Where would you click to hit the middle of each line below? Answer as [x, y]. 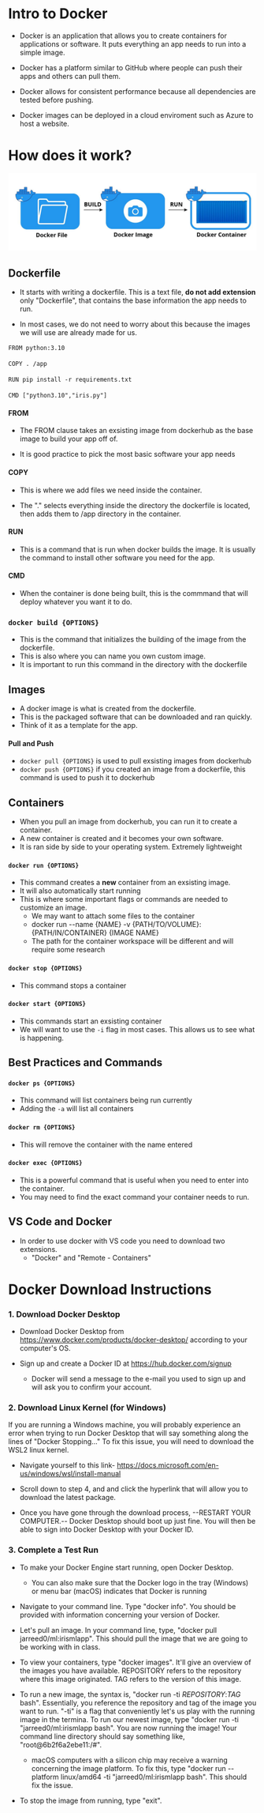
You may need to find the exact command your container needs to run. [134, 1197]
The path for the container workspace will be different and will [132, 941]
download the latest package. [68, 1498]
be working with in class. [60, 1647]
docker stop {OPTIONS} [45, 968]
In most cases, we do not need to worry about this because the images [135, 324]
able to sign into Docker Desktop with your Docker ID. [107, 1529]
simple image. [42, 52]
